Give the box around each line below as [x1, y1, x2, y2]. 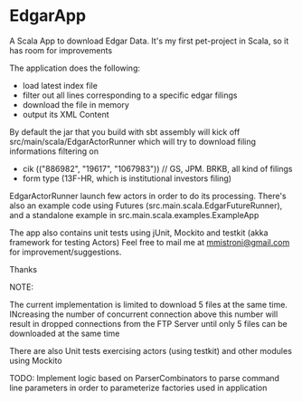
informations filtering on [9, 146, 99, 157]
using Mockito [9, 355, 62, 366]
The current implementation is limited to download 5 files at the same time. [9, 299, 288, 310]
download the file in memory [22, 99, 129, 110]
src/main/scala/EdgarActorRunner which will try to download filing [9, 136, 256, 147]
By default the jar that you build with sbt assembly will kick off [9, 126, 241, 137]
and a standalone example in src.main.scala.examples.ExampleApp [9, 209, 260, 220]
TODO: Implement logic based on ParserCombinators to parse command [9, 372, 280, 383]
